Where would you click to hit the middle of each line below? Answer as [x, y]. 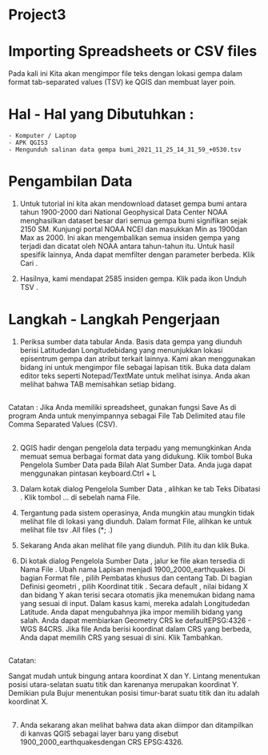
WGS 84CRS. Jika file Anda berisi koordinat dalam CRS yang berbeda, [136, 628]
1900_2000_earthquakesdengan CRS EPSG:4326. [102, 741]
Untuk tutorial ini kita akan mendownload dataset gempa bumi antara [133, 203]
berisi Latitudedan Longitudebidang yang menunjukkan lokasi [121, 350]
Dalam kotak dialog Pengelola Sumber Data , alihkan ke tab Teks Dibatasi [140, 488]
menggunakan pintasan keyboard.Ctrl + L [88, 473]
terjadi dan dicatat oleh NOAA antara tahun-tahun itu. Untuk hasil [127, 246]
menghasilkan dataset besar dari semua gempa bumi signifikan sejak [134, 221]
